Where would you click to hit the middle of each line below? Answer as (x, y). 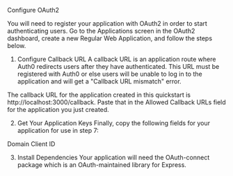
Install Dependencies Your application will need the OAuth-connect (113, 157)
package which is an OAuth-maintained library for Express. (102, 165)
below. (17, 46)
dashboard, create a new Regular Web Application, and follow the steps (110, 38)
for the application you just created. (58, 110)
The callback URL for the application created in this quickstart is (99, 95)
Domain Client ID (31, 144)
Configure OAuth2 (33, 10)
